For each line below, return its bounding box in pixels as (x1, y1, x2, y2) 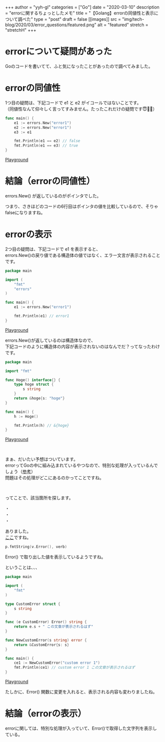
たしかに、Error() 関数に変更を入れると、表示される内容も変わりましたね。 (5, 689, 158, 694)
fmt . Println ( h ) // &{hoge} (14, 423, 69, 428)
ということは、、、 (5, 564, 40, 571)
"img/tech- (122, 16, 144, 22)
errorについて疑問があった (5, 46, 112, 57)
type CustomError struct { (5, 601, 61, 606)
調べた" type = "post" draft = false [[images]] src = (18, 16, 122, 22)
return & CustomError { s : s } (14, 642, 69, 647)
